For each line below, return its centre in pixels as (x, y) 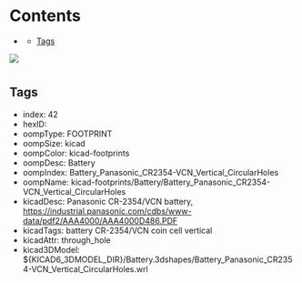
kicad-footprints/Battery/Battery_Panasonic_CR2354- (171, 182)
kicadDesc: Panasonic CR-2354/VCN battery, (108, 201)
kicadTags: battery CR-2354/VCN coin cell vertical (117, 230)
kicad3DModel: (51, 249)
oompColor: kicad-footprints (76, 153)
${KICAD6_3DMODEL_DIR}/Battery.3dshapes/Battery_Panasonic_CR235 (157, 259)
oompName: (46, 182)
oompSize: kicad (54, 143)
